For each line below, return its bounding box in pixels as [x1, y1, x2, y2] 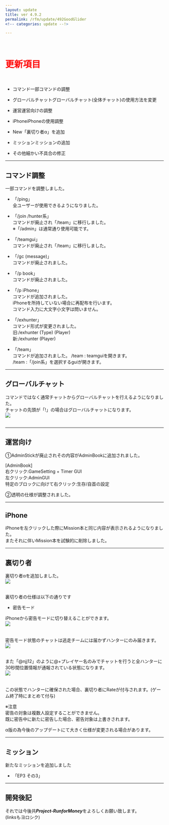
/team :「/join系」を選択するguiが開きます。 [12, 359, 104, 365]
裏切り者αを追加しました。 [5, 573, 61, 579]
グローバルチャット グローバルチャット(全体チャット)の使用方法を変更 [12, 97, 157, 103]
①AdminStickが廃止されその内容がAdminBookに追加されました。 [5, 452, 143, 458]
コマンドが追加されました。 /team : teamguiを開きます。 [12, 353, 130, 359]
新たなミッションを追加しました [5, 762, 71, 768]
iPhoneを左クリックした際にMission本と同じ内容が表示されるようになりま [5, 525, 159, 531]
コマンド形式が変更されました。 [12, 323, 79, 329]
